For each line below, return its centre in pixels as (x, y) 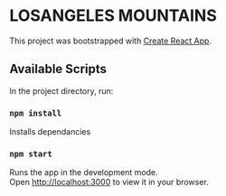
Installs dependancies (50, 132)
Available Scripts (58, 69)
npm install (36, 113)
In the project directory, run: (61, 90)
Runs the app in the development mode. (84, 173)
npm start (31, 154)
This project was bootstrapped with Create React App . (111, 41)
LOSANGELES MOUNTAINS (113, 16)
